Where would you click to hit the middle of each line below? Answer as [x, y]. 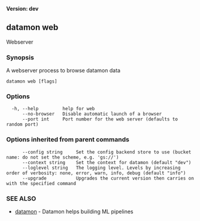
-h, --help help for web [53, 109]
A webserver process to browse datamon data [63, 71]
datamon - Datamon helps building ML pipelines [74, 211]
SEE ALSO [21, 198]
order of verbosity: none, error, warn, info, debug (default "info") [96, 173]
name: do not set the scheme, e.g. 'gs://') [63, 157]
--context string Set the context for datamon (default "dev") [107, 162]
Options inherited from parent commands [68, 140]
